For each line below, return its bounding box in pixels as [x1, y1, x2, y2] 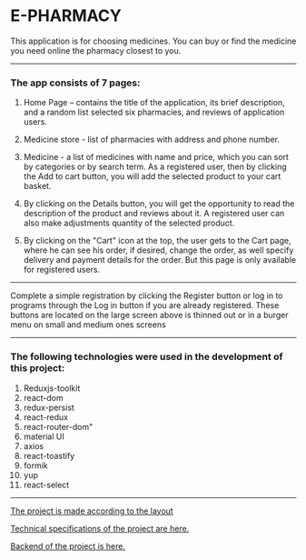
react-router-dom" [23, 421, 94, 432]
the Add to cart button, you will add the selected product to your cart [23, 171, 281, 182]
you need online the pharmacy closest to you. [10, 45, 182, 55]
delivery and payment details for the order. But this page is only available [23, 255, 297, 265]
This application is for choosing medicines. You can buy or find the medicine [10, 35, 297, 46]
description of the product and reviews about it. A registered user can [23, 208, 285, 219]
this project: [10, 362, 65, 375]
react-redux [23, 411, 69, 423]
